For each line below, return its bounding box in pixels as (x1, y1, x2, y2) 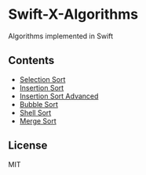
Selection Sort (19, 74, 66, 84)
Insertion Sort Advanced (19, 91, 99, 101)
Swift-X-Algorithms (8, 5, 139, 23)
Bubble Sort (19, 99, 59, 109)
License (8, 139, 48, 152)
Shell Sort (19, 108, 52, 117)
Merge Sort (19, 116, 57, 126)
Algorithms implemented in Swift (8, 31, 114, 41)
